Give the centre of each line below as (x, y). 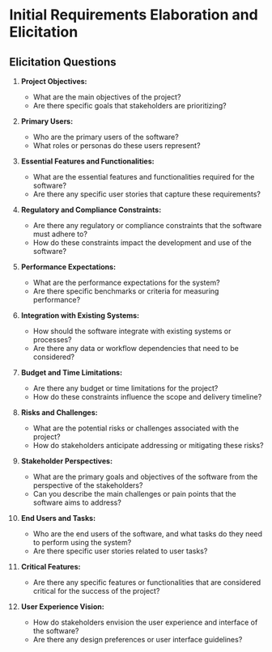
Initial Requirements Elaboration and (134, 15)
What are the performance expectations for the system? (127, 282)
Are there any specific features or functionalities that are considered (147, 582)
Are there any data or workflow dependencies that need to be (136, 348)
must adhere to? (60, 234)
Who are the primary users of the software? (106, 137)
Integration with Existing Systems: (80, 315)
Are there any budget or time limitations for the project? (125, 388)
